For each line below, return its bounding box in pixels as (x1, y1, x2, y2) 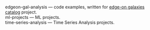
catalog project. (5, 9, 37, 15)
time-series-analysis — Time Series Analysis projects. (5, 19, 115, 25)
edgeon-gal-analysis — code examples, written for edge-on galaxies (5, 4, 145, 10)
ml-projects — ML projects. (5, 15, 60, 20)
